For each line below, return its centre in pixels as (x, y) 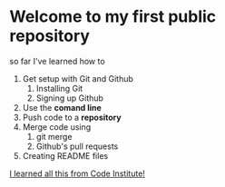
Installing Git (59, 88)
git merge (54, 136)
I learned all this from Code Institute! (77, 173)
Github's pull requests (77, 146)
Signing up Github (70, 98)
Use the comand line (62, 107)
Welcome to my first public (113, 17)
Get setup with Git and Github (78, 78)
